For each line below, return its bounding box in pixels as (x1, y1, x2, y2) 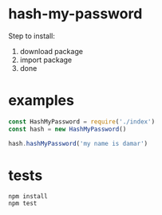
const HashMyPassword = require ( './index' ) (8, 117, 156, 126)
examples (8, 92, 74, 110)
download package (19, 46, 84, 56)
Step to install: (8, 31, 56, 41)
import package (19, 55, 73, 64)
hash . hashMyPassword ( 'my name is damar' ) (8, 139, 148, 147)
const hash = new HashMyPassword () (8, 125, 127, 133)
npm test (8, 200, 38, 208)
